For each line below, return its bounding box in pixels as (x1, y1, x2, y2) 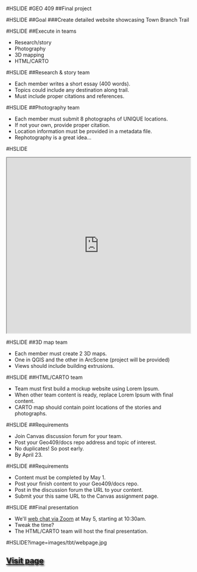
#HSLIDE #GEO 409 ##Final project (6, 5, 92, 12)
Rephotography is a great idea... (14, 134, 92, 141)
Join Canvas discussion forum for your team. (14, 433, 122, 439)
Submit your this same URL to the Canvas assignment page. (14, 492, 159, 499)
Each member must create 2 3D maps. (14, 350, 107, 357)
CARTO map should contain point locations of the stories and (14, 404, 161, 411)
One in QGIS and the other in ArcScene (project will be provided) (14, 356, 170, 363)
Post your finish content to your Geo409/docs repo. (14, 480, 139, 487)
